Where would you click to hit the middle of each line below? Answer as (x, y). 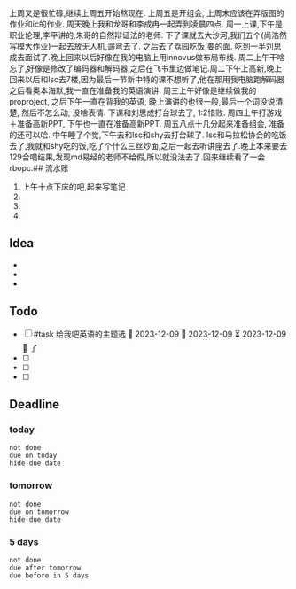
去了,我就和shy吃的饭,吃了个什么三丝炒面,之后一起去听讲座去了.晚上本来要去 (148, 146)
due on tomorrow (39, 512)
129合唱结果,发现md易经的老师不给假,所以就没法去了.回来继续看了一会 (137, 157)
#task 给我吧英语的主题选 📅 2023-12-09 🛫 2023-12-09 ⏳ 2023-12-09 (160, 334)
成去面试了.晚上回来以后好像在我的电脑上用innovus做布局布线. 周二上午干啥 (147, 57)
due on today (33, 456)
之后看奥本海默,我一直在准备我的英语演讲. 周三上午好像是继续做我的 (133, 90)
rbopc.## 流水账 (39, 168)
